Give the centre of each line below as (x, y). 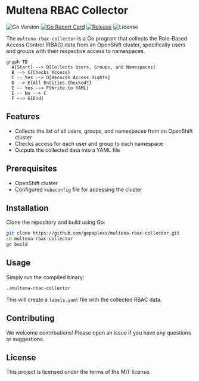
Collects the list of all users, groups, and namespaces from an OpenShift (104, 131)
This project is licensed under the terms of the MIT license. (78, 372)
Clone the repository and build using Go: (56, 222)
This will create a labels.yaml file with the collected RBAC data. (84, 299)
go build (17, 245)
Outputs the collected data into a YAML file (67, 150)
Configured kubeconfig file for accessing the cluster (78, 189)
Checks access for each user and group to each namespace (89, 143)
